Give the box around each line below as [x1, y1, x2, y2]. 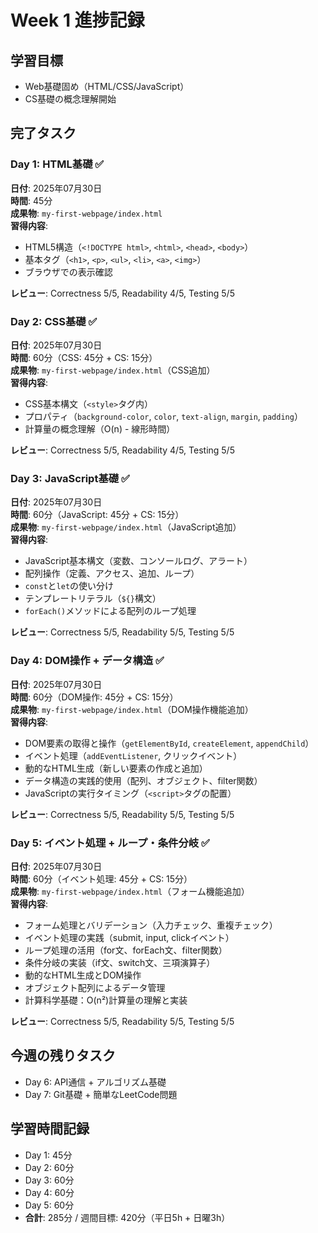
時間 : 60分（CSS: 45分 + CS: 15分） [10, 351, 158, 363]
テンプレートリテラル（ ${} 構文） [24, 592, 162, 605]
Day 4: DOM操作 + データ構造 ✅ [10, 654, 165, 668]
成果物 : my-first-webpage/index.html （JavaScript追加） [10, 521, 242, 533]
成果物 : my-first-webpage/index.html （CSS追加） [10, 364, 216, 376]
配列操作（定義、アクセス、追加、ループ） [24, 567, 200, 580]
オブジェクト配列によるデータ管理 [24, 981, 166, 993]
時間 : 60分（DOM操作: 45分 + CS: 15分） [10, 691, 179, 703]
